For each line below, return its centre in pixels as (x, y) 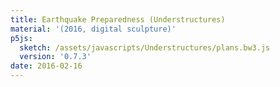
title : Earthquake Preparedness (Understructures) (118, 19)
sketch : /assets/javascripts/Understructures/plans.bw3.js (145, 47)
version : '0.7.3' (55, 57)
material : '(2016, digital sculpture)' (93, 29)
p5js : (21, 38)
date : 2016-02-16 (46, 66)
